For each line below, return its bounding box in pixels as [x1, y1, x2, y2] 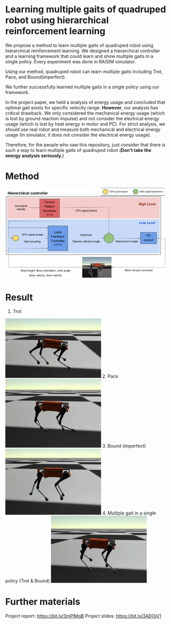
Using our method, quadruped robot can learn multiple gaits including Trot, [5, 68, 163, 75]
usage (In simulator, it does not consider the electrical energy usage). [5, 131, 152, 138]
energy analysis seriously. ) [5, 152, 64, 159]
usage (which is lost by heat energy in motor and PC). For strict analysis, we [5, 121, 165, 127]
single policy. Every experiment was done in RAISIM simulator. [5, 58, 136, 64]
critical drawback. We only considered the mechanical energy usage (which [5, 110, 165, 116]
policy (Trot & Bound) [5, 578, 50, 584]
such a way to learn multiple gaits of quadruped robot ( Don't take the [5, 147, 152, 153]
